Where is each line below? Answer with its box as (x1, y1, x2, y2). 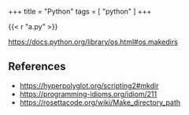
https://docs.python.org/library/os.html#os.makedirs (8, 37, 179, 46)
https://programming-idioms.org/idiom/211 (19, 89, 157, 98)
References (8, 60, 66, 73)
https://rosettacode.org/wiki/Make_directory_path (19, 98, 181, 107)
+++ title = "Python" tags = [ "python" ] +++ (8, 7, 152, 16)
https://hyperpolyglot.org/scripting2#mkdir (19, 80, 159, 90)
